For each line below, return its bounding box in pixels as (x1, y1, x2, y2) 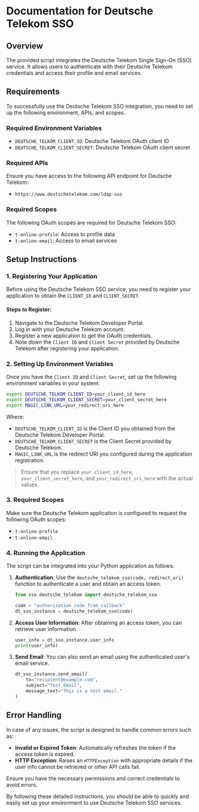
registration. (14, 456, 45, 463)
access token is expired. (14, 750, 75, 758)
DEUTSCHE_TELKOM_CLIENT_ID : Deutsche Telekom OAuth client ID (14, 138, 169, 145)
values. (20, 481, 39, 488)
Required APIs (6, 159, 48, 167)
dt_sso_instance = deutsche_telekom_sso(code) (14, 608, 133, 614)
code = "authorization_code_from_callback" (14, 602, 125, 608)
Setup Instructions (6, 254, 77, 265)
